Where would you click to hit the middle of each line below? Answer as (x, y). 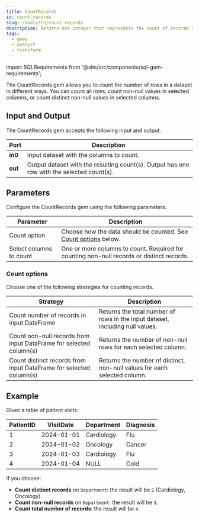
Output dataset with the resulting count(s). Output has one (108, 165)
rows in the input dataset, (134, 319)
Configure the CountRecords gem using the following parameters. (86, 207)
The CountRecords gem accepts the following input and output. (84, 130)
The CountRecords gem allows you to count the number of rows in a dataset (99, 85)
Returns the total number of (137, 312)
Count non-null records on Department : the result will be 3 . (86, 502)
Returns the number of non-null (143, 339)
